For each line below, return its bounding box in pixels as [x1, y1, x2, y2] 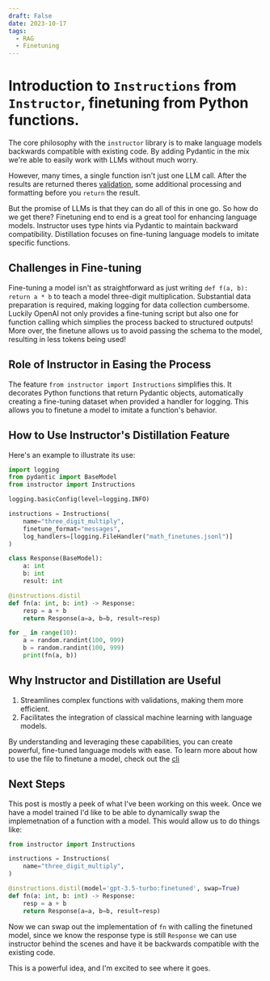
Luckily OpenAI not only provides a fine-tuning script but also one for [8, 308, 239, 318]
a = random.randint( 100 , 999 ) [23, 636, 125, 645]
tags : [8, 27, 27, 35]
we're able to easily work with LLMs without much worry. [8, 155, 199, 165]
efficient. [19, 704, 50, 713]
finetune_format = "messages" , [23, 525, 121, 533]
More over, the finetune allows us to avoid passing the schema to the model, [8, 325, 263, 336]
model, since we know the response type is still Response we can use [8, 930, 237, 940]
